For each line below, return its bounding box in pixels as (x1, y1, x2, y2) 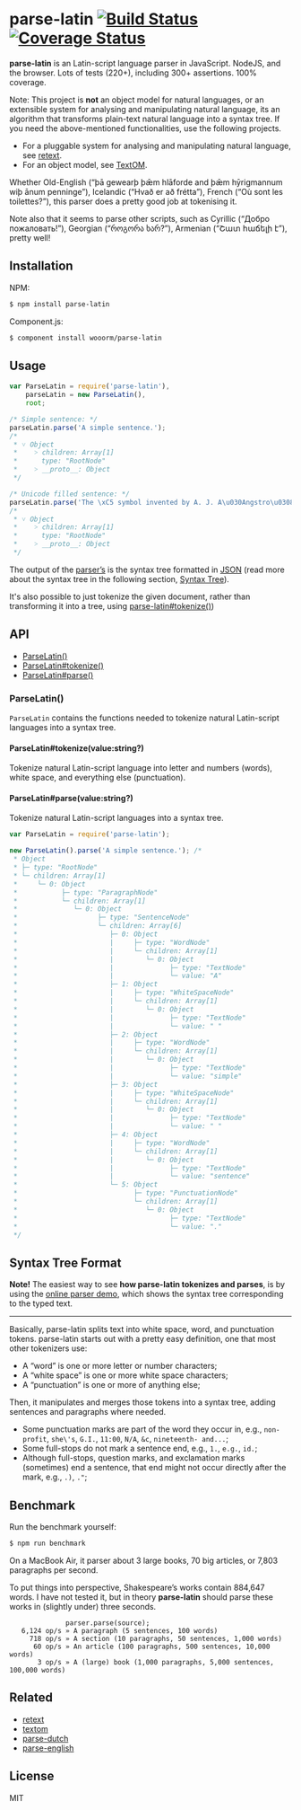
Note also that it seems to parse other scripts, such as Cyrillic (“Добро (9, 213, 271, 224)
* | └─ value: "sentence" (13, 1172, 251, 1181)
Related (9, 1690, 54, 1706)
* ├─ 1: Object (13, 980, 159, 989)
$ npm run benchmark (9, 1539, 87, 1549)
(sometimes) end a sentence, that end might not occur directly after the (21, 1462, 287, 1473)
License (9, 1769, 55, 1784)
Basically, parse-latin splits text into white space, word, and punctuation (9, 1324, 275, 1335)
